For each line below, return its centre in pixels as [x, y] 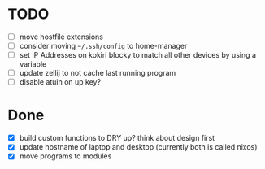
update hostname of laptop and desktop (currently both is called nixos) [138, 147]
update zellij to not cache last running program [98, 73]
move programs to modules [65, 156]
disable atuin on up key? [60, 82]
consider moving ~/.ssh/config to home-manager [103, 46]
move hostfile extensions [61, 37]
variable [33, 64]
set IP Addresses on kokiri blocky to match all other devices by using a [138, 55]
